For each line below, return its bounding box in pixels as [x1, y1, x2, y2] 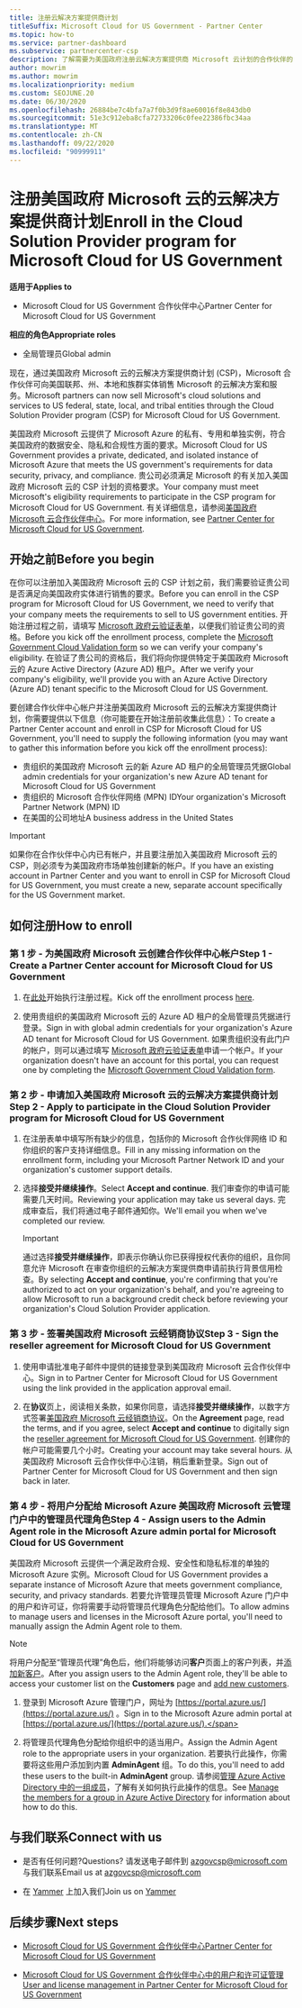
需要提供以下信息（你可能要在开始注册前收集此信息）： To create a [32, 713, 276, 724]
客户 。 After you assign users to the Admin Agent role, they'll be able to [24, 1667, 288, 1678]
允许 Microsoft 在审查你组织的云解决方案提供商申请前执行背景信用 [30, 1263, 276, 1274]
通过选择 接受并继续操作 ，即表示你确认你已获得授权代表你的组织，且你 [22, 1251, 283, 1262]
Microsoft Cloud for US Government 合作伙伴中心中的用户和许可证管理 [22, 1969, 285, 1980]
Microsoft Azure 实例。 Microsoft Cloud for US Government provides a [9, 1568, 269, 1579]
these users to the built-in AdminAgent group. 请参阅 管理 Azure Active [22, 1770, 286, 1781]
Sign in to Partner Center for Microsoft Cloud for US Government [38, 1372, 279, 1383]
